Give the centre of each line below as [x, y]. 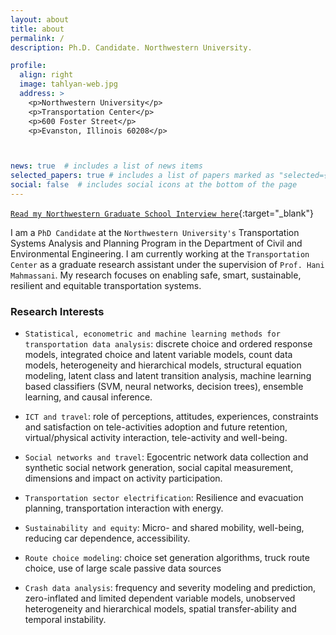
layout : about [40, 19]
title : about [37, 29]
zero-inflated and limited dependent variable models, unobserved [160, 598]
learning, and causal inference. [88, 397]
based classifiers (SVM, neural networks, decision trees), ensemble [164, 387]
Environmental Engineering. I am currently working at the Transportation [160, 253]
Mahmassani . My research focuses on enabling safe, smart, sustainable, [156, 275]
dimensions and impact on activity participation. [123, 478]
